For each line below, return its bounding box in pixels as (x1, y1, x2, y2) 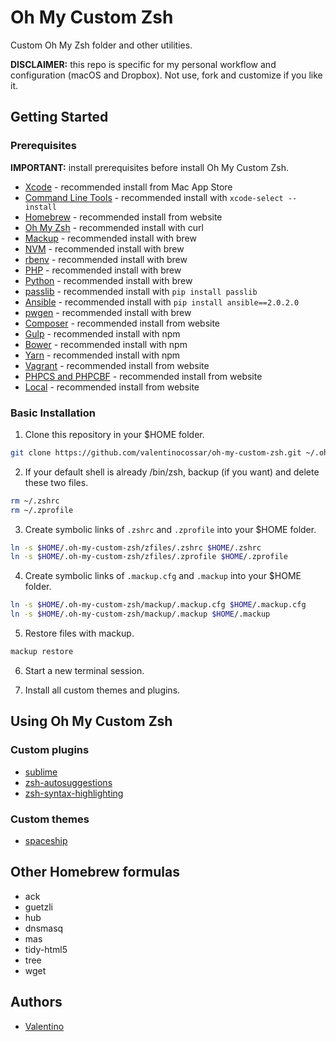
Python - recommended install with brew (24, 274, 193, 286)
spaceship (24, 834, 68, 846)
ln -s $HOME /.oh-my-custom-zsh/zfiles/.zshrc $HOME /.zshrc (10, 542, 262, 553)
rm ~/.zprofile (10, 505, 74, 515)
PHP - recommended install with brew (24, 264, 182, 276)
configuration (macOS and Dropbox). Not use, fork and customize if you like (10, 69, 323, 81)
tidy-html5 (24, 943, 68, 955)
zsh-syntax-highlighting (24, 787, 124, 799)
